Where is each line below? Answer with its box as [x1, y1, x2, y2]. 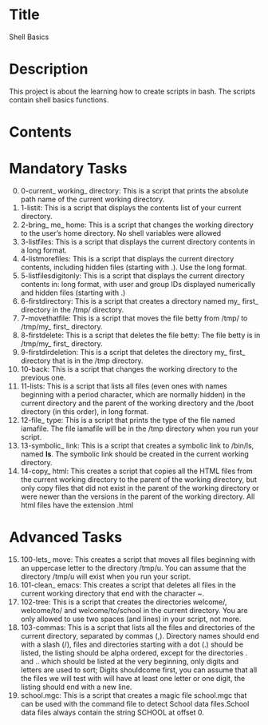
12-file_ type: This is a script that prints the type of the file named [20, 416, 235, 424]
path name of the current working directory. [20, 194, 165, 204]
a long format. [20, 245, 67, 255]
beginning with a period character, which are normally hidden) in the [20, 390, 246, 399]
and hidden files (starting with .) [20, 288, 126, 297]
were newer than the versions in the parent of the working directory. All [20, 492, 255, 501]
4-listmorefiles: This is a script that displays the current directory [20, 254, 235, 263]
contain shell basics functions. [9, 94, 109, 105]
